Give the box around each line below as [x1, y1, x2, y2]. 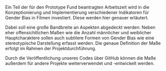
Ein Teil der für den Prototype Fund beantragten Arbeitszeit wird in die [5, 4, 149, 10]
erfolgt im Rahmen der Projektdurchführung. [5, 46, 96, 51]
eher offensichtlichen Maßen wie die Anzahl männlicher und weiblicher [5, 30, 151, 35]
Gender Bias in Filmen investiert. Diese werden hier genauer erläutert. [5, 15, 149, 20]
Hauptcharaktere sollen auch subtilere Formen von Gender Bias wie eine [5, 35, 154, 41]
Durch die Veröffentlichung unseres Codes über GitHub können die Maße [5, 55, 156, 61]
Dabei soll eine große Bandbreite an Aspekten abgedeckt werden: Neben [5, 24, 156, 30]
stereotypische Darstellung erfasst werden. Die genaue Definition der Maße [5, 40, 161, 46]
